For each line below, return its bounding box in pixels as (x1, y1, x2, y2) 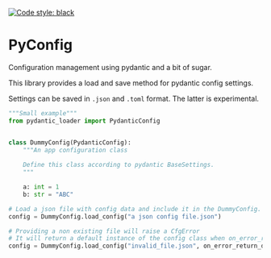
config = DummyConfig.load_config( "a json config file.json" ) (8, 212, 222, 221)
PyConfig (8, 36, 73, 54)
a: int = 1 (23, 183, 60, 191)
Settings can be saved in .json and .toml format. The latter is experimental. (8, 94, 260, 103)
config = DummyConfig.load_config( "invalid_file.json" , (8, 242, 200, 250)
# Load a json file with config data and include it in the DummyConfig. (8, 205, 262, 213)
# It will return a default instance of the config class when (8, 235, 226, 243)
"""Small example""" (8, 109, 78, 117)
